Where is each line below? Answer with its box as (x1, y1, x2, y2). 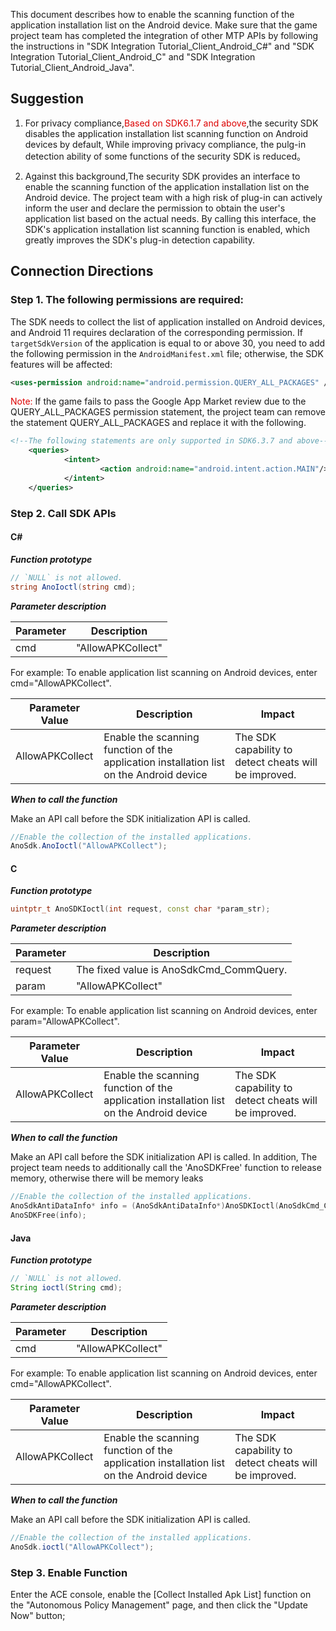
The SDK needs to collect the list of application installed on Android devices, (10, 315, 326, 328)
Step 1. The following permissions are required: (10, 293, 245, 307)
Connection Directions (10, 263, 154, 280)
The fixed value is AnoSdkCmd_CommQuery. (75, 963, 288, 977)
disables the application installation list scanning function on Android (24, 127, 309, 139)
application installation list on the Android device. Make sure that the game (10, 19, 318, 31)
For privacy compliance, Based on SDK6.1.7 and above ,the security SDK (24, 117, 319, 129)
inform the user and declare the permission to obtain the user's (24, 202, 286, 214)
